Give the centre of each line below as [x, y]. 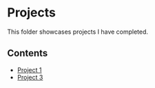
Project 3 [30, 77]
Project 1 [29, 69]
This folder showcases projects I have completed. [78, 32]
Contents [28, 53]
